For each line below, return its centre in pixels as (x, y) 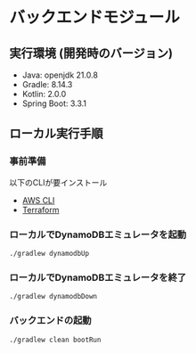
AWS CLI (38, 200)
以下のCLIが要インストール (58, 182)
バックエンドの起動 (50, 321)
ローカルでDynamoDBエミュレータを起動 (98, 234)
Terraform (41, 209)
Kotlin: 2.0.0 (44, 94)
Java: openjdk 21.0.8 (60, 75)
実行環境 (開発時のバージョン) (91, 53)
